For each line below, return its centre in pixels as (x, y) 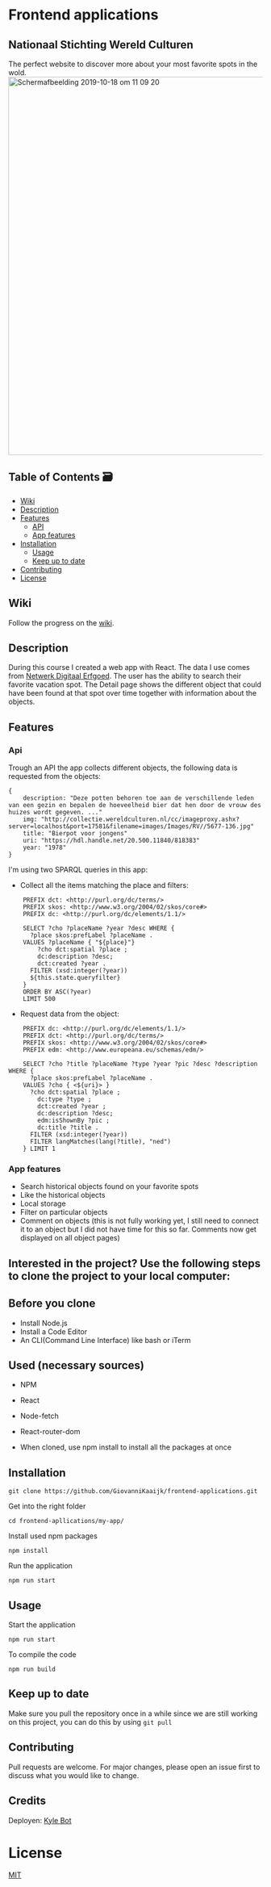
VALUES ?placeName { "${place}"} (79, 943)
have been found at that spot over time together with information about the (132, 693)
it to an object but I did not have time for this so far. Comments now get (138, 1229)
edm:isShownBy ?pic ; (74, 1121)
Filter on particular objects (64, 1212)
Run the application (40, 1566)
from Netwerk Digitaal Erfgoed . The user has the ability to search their (125, 676)
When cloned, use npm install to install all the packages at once (126, 1447)
